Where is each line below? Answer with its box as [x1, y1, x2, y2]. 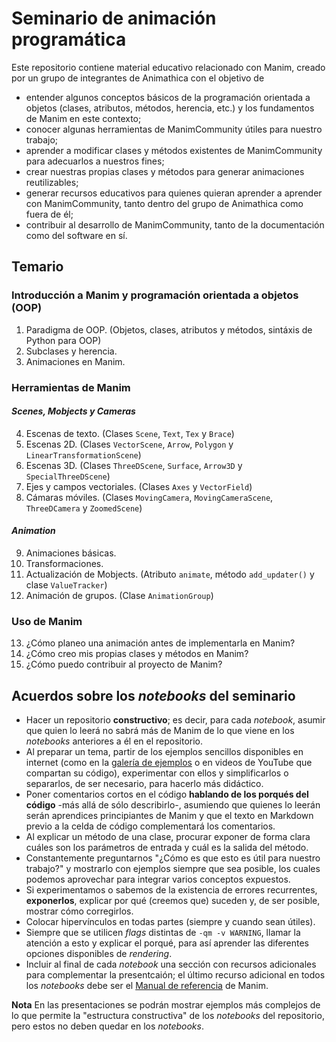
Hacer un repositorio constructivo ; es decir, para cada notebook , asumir [25, 714, 326, 726]
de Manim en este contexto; [25, 112, 142, 124]
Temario [11, 258, 64, 276]
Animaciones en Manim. [25, 355, 126, 367]
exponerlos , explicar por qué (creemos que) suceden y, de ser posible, [25, 895, 321, 907]
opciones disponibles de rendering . [25, 948, 173, 960]
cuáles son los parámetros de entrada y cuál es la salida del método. [25, 842, 309, 854]
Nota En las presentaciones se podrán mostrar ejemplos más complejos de [11, 999, 321, 1011]
